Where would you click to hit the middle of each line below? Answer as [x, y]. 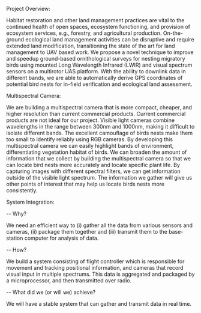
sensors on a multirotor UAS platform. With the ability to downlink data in [96, 71]
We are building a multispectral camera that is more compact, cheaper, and [99, 107]
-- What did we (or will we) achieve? [51, 292]
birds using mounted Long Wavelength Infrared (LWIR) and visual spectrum [99, 65]
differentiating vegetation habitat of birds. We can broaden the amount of [97, 152]
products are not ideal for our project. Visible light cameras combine [91, 120]
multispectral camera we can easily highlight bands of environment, [90, 146]
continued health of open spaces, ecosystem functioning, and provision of [98, 27]
